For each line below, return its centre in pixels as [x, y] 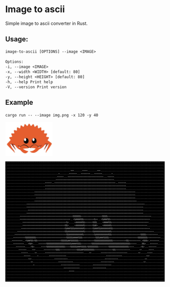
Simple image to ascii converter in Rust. [47, 23]
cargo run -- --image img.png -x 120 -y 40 [52, 115]
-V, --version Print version [36, 87]
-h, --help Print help [29, 82]
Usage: [17, 39]
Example [19, 102]
